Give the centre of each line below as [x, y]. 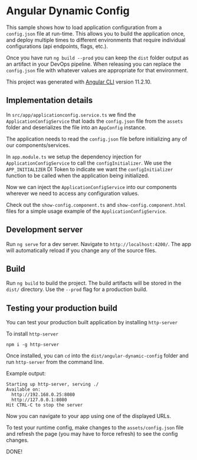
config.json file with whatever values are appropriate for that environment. [97, 70]
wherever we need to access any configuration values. [73, 193]
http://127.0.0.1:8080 [39, 400]
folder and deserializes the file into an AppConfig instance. [76, 127]
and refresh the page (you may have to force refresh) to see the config [92, 434]
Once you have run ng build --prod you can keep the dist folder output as [97, 57]
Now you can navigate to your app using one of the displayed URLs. [88, 416]
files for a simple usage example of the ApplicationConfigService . [86, 211]
